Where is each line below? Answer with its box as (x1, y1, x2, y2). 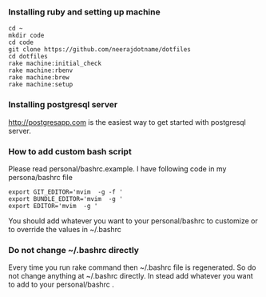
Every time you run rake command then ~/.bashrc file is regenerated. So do (8, 263, 256, 272)
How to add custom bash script (8, 146, 132, 157)
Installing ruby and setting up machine (8, 6, 161, 18)
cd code (8, 38, 34, 46)
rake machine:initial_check (8, 59, 102, 68)
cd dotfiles (8, 53, 48, 61)
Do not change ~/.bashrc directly (8, 244, 140, 255)
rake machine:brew (8, 74, 69, 82)
